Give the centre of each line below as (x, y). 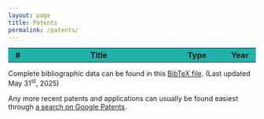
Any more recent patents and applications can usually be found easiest (123, 99)
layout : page (29, 15)
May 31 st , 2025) (34, 83)
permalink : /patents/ (44, 30)
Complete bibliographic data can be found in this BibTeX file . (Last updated (129, 74)
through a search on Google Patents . (68, 107)
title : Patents (33, 23)
